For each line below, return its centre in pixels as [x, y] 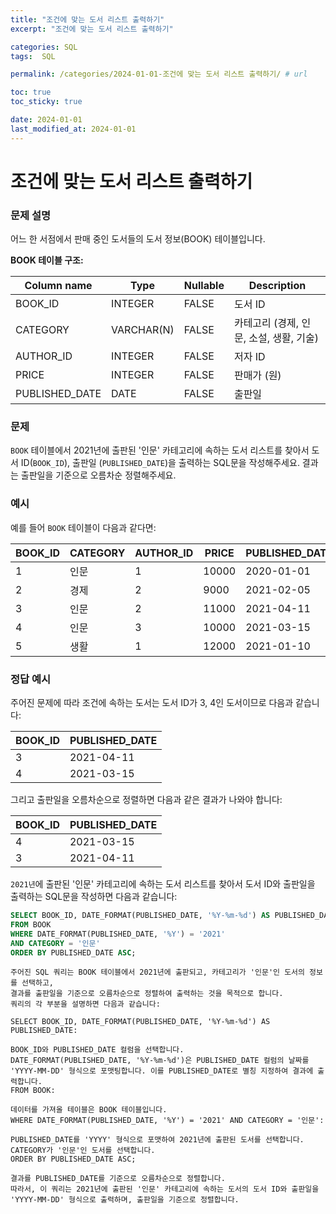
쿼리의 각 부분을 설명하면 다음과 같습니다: [85, 1004]
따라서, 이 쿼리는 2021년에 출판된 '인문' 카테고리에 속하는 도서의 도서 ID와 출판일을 [165, 1189]
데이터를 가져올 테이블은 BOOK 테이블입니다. [89, 1110]
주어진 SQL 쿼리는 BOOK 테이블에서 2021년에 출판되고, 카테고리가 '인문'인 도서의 [157, 972]
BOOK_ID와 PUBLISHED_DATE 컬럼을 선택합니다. [97, 1050]
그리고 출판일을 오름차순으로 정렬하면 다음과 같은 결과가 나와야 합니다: [146, 799]
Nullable [204, 286]
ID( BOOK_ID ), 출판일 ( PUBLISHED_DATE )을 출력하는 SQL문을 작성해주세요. [160, 463]
